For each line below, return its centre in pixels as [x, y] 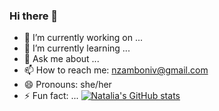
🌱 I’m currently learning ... [77, 48]
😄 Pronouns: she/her [67, 85]
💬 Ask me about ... [61, 59]
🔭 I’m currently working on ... [83, 38]
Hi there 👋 [34, 16]
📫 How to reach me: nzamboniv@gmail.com [116, 70]
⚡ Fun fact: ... [51, 96]
